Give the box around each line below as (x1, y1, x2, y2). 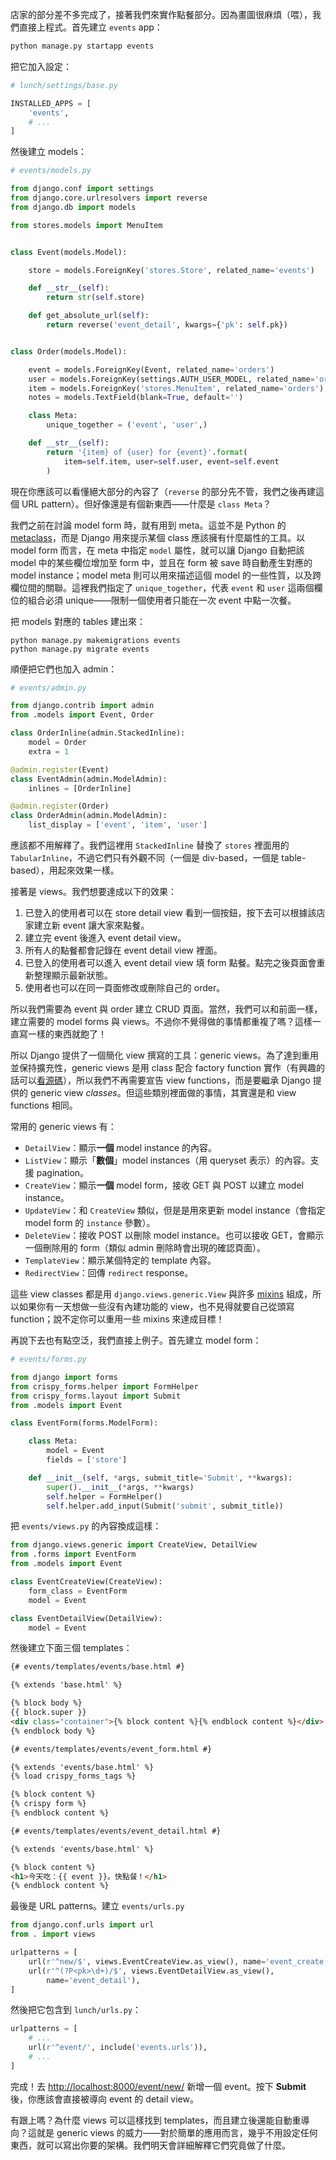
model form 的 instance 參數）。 (24, 1217, 156, 1228)
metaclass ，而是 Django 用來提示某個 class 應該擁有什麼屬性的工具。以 (10, 531, 306, 543)
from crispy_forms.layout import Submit (10, 1391, 182, 1401)
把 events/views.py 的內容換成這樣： (10, 1520, 162, 1532)
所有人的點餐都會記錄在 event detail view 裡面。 (24, 944, 223, 956)
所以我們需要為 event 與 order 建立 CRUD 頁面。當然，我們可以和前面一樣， (10, 1003, 323, 1015)
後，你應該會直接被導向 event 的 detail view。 (10, 2093, 199, 2105)
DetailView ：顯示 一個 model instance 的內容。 (24, 1142, 217, 1153)
